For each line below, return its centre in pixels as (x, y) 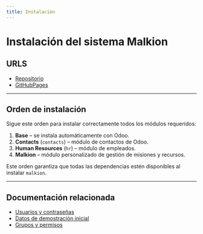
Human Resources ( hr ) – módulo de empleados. (75, 148)
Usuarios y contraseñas (44, 212)
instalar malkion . (27, 173)
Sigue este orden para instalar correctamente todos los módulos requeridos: (101, 124)
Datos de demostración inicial (52, 218)
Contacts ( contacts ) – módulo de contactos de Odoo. (82, 142)
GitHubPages (31, 84)
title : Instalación (31, 12)
